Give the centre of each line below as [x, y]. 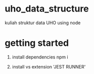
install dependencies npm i [40, 57]
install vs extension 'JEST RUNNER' [49, 66]
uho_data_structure [47, 9]
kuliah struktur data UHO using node [43, 23]
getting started [37, 43]
